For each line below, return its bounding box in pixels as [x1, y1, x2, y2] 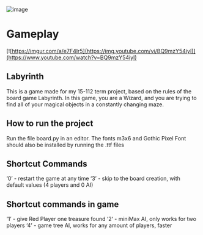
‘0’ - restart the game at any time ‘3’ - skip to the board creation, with [6, 175, 180, 183]
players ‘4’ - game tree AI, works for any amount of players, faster [6, 222, 172, 229]
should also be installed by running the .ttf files [6, 141, 124, 148]
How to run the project [6, 118, 94, 129]
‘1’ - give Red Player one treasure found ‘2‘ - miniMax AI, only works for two [6, 215, 197, 223]
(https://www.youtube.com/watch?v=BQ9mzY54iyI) [6, 54, 137, 61]
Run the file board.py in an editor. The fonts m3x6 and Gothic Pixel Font [6, 134, 186, 142]
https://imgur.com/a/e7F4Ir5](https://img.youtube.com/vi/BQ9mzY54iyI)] [12, 47, 196, 54]
